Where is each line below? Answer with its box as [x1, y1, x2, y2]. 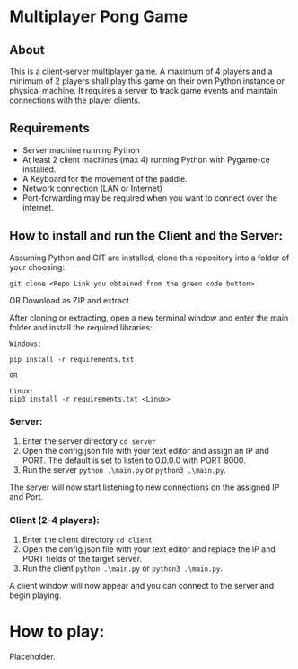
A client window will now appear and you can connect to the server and [9, 581, 275, 592]
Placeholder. [9, 651, 56, 663]
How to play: [9, 621, 105, 642]
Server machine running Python [22, 144, 141, 155]
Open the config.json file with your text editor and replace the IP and [22, 544, 276, 555]
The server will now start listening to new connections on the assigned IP [9, 482, 280, 493]
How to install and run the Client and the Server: [9, 228, 284, 244]
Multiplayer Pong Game [9, 6, 188, 27]
